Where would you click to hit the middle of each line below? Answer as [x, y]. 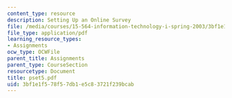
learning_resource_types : [44, 39]
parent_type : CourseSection [48, 65]
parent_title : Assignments [46, 59]
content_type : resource [41, 13]
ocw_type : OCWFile [33, 52]
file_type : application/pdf [48, 33]
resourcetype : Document [41, 71]
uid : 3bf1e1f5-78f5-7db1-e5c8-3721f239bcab [71, 84]
